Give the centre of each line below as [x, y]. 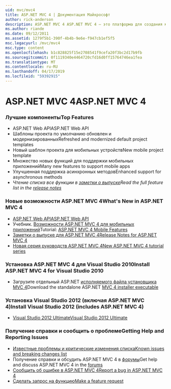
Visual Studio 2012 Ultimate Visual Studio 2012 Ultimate [70, 318]
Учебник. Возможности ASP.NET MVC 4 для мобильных [74, 224]
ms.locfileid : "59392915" [33, 76]
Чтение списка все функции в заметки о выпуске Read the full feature [88, 183]
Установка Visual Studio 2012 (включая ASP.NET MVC [75, 300]
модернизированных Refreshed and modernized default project [80, 139]
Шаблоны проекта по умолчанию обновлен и [62, 134]
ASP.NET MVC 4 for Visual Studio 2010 [54, 270]
